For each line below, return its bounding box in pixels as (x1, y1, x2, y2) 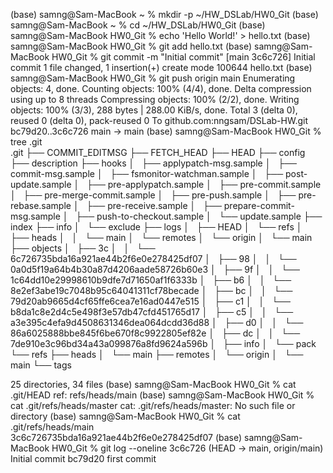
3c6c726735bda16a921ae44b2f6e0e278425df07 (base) (10, 432, 243, 443)
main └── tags (10, 359, 72, 371)
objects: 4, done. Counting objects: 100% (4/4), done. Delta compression (10, 83, 312, 94)
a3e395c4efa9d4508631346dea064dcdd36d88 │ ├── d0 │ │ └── (10, 317, 304, 328)
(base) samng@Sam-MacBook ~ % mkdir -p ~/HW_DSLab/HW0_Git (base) (10, 9, 319, 20)
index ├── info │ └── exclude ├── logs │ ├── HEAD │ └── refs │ (10, 221, 303, 233)
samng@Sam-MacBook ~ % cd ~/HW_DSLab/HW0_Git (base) (10, 19, 266, 31)
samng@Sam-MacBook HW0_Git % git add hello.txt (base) (10, 40, 253, 52)
